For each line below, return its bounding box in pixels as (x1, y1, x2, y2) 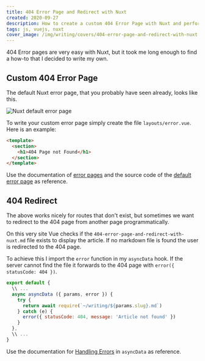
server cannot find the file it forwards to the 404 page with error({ (6, 261, 175, 269)
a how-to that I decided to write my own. (6, 55, 109, 62)
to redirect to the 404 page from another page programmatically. (6, 218, 170, 226)
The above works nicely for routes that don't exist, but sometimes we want (6, 212, 194, 219)
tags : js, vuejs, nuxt (6, 26, 64, 32)
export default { (6, 280, 51, 286)
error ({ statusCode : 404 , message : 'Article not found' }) (22, 314, 176, 320)
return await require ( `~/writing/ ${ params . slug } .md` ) (22, 302, 163, 309)
